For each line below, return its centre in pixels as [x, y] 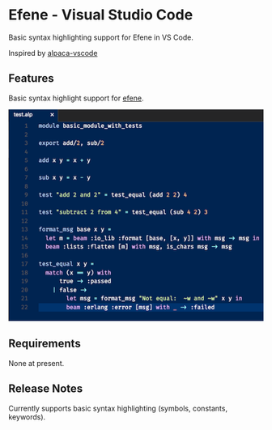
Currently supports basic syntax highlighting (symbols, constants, [118, 408]
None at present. [36, 363]
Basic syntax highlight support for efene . [76, 98]
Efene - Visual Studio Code [101, 15]
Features [31, 79]
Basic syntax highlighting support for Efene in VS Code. [101, 37]
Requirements [45, 344]
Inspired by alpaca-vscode [53, 53]
